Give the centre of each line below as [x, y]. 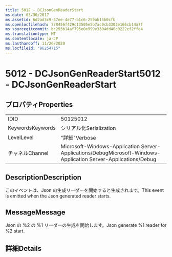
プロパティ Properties [39, 105]
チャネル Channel [28, 153]
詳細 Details [24, 249]
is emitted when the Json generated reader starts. [58, 196]
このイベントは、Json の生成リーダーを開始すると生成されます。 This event [85, 190]
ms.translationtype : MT [31, 34]
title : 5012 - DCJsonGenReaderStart [44, 10]
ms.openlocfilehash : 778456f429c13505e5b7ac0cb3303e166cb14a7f [74, 24]
